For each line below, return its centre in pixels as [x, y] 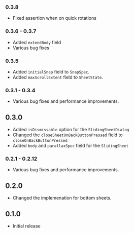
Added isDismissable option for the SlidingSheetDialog [71, 129]
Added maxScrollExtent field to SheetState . [58, 77]
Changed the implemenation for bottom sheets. [62, 198]
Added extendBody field [37, 42]
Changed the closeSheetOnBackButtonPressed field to [68, 135]
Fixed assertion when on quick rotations [54, 18]
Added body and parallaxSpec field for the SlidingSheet [71, 146]
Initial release [26, 226]
